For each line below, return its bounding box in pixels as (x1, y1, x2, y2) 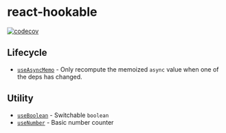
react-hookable (7, 4, 98, 20)
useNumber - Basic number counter (16, 118, 114, 126)
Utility (7, 92, 34, 104)
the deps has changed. (16, 72, 82, 81)
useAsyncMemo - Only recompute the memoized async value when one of (16, 65, 219, 73)
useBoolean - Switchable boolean (16, 111, 109, 119)
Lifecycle (7, 47, 47, 59)
